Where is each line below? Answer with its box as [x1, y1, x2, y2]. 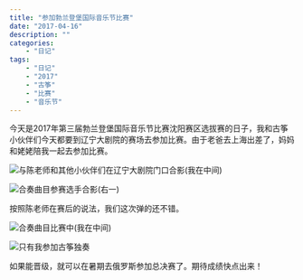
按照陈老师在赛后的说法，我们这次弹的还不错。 [9, 203, 184, 214]
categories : [9, 38, 54, 48]
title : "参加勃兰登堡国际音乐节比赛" [9, 13, 134, 23]
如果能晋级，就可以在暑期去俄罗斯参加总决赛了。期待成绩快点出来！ [9, 261, 263, 272]
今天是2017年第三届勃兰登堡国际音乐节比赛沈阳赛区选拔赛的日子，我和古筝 [9, 123, 289, 134]
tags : [9, 55, 30, 64]
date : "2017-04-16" [9, 22, 83, 31]
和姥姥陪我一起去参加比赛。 [9, 145, 113, 156]
